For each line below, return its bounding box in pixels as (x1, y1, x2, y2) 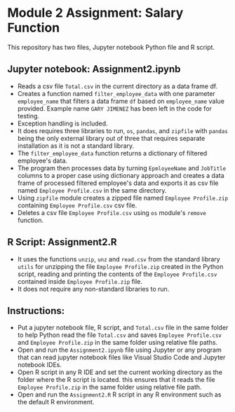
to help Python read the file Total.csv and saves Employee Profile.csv (17, 331, 222, 339)
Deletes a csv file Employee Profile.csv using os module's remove (17, 208, 207, 217)
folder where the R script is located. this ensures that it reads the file (17, 376, 215, 384)
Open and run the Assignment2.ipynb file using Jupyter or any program (17, 345, 222, 355)
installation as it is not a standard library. (17, 142, 135, 150)
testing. (17, 111, 40, 120)
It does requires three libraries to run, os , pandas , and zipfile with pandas (17, 126, 228, 135)
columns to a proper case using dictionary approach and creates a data (17, 171, 224, 179)
